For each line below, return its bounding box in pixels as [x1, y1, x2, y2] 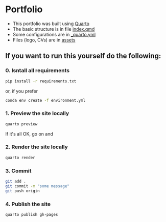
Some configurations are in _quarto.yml [12, 31, 96, 37]
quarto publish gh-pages [5, 212, 58, 217]
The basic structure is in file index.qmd [12, 26, 95, 32]
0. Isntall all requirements [5, 67, 70, 74]
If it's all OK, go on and [5, 130, 54, 137]
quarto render [5, 155, 36, 160]
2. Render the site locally [5, 143, 68, 150]
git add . [5, 179, 27, 184]
